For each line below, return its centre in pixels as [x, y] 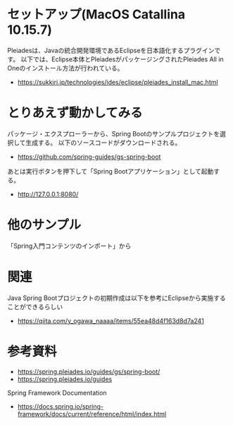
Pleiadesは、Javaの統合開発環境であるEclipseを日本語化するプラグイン [111, 50]
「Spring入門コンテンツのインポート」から [69, 246]
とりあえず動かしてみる [75, 113]
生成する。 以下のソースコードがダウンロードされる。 [103, 143]
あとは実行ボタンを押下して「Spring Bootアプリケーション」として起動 [111, 171]
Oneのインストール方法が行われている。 [65, 68]
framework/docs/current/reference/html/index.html [92, 414]
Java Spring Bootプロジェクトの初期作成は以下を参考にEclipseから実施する [117, 298]
